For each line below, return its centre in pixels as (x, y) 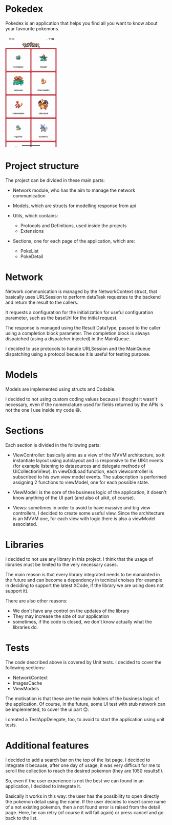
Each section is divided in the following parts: (53, 445)
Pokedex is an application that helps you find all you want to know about (81, 23)
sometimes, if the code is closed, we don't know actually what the (82, 621)
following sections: (25, 667)
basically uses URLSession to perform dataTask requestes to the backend (83, 297)
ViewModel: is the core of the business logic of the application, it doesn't (90, 492)
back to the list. (21, 818)
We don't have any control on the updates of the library (71, 611)
